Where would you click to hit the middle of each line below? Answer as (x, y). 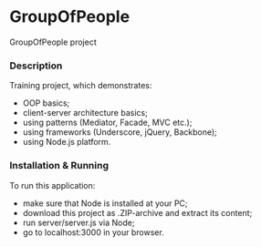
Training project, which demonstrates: (81, 86)
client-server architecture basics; (85, 113)
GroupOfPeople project (53, 42)
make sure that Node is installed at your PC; (105, 203)
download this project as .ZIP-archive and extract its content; (137, 212)
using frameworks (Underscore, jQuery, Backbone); (120, 132)
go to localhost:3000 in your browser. (93, 232)
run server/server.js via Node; (78, 222)
